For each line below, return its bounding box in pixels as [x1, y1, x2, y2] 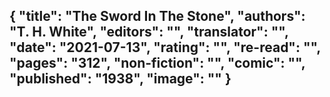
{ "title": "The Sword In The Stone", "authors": [9, 8, 306, 25]
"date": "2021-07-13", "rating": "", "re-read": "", [9, 39, 321, 56]
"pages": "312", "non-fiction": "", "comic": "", [9, 55, 306, 72]
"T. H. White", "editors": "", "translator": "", [9, 24, 289, 41]
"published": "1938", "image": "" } [9, 70, 232, 88]
